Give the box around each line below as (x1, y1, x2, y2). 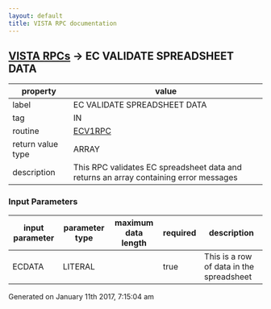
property (21, 86, 56, 97)
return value (12, 139, 59, 150)
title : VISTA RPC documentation (8, 19, 117, 27)
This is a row (204, 251, 252, 262)
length (121, 237, 148, 248)
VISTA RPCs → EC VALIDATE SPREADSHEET (8, 49, 234, 63)
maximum (114, 217, 154, 228)
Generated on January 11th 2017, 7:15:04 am (8, 291, 155, 301)
